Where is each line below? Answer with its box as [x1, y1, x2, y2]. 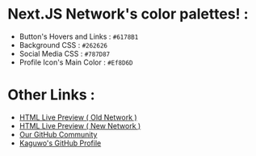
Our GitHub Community [19, 129, 98, 139]
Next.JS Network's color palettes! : [7, 5, 249, 23]
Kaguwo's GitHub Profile [19, 138, 102, 148]
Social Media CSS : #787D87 [19, 48, 111, 58]
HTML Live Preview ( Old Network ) [19, 112, 138, 122]
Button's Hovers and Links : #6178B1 [19, 32, 139, 41]
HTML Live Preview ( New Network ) [19, 120, 141, 130]
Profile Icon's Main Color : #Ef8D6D [19, 57, 133, 67]
